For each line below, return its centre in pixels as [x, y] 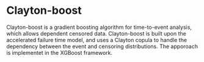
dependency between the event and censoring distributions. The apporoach [102, 46]
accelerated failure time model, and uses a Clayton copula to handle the [97, 40]
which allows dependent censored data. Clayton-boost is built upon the [96, 33]
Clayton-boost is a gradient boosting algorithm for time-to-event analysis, [99, 27]
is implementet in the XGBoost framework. [60, 52]
